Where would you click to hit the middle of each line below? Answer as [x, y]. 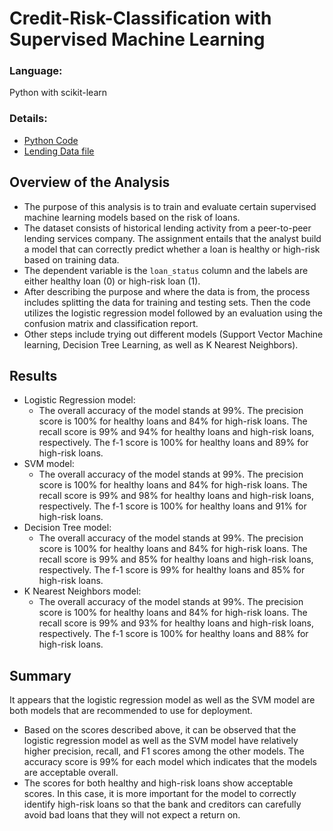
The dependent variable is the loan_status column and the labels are [166, 270]
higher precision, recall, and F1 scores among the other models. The [164, 751]
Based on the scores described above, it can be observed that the [160, 730]
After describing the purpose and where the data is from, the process [167, 291]
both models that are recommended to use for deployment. [131, 711]
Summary [40, 675]
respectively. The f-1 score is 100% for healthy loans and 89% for [173, 443]
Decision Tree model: [67, 528]
